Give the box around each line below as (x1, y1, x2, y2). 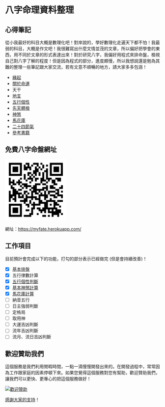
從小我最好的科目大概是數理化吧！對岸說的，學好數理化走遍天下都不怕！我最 (5, 40, 160, 45)
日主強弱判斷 (12, 303, 38, 309)
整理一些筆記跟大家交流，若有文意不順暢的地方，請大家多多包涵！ (13, 64, 147, 70)
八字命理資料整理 (5, 4, 75, 16)
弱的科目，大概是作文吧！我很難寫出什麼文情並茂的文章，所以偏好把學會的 (5, 46, 156, 52)
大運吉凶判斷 (12, 322, 38, 327)
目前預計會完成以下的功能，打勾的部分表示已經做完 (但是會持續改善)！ (5, 256, 147, 262)
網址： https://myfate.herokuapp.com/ (5, 226, 82, 232)
